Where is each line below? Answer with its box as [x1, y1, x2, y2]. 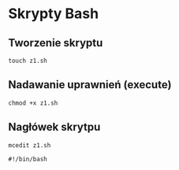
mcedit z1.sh [8, 141, 51, 150]
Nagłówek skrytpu [8, 120, 101, 134]
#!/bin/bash [8, 155, 47, 163]
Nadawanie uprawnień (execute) [8, 78, 172, 91]
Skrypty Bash [8, 5, 99, 23]
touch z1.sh [8, 57, 47, 65]
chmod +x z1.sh [8, 99, 58, 107]
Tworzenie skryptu [8, 36, 103, 50]
